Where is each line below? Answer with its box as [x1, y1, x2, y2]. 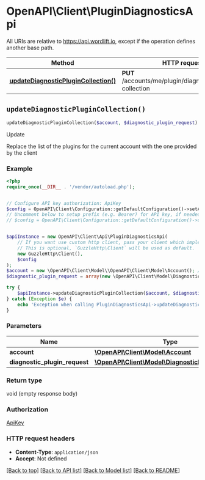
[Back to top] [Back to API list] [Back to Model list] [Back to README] [6, 467, 180, 474]
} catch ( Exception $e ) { [6, 295, 72, 302]
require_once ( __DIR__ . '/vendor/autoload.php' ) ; [6, 183, 135, 190]
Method [51, 58, 74, 67]
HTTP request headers [6, 434, 75, 443]
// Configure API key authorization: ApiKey [6, 200, 121, 206]
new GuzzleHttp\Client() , [17, 251, 84, 257]
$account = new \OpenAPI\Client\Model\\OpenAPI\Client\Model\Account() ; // [6, 268, 203, 274]
